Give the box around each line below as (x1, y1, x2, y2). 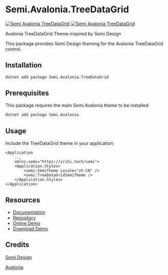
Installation (5, 61, 42, 70)
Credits (5, 241, 30, 249)
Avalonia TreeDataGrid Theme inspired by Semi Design (5, 30, 121, 36)
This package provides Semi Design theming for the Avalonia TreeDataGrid (5, 40, 163, 47)
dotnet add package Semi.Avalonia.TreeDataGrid (5, 75, 109, 80)
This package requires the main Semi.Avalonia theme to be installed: (5, 102, 150, 108)
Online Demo (12, 220, 40, 226)
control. (5, 46, 22, 52)
